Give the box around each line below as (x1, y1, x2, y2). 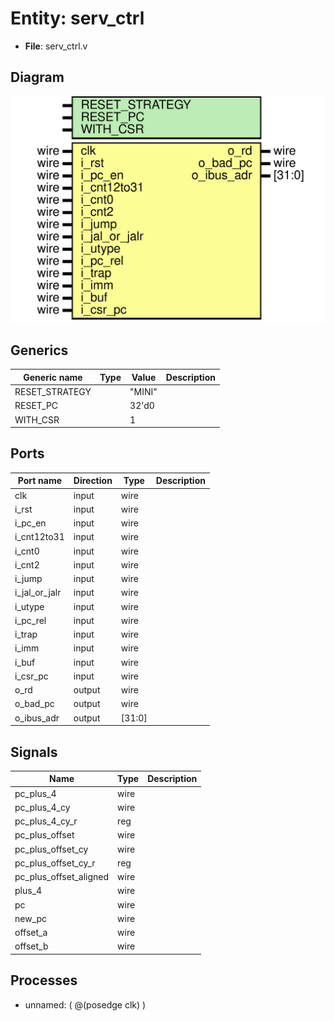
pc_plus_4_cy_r (14, 815, 78, 827)
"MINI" (129, 386, 158, 398)
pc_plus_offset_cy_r (14, 857, 96, 869)
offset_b (14, 940, 49, 952)
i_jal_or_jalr (14, 587, 62, 599)
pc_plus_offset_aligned (14, 871, 110, 883)
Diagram (10, 69, 65, 86)
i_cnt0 (14, 545, 40, 557)
